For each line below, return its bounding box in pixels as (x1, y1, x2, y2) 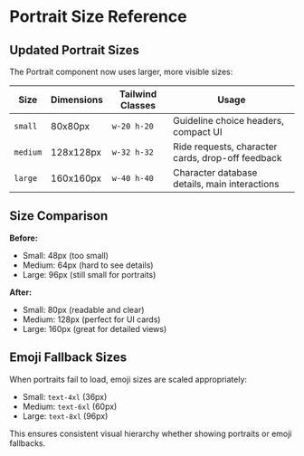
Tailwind (119, 88, 157, 100)
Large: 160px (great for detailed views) (22, 323, 167, 334)
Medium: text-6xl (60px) (22, 401, 118, 412)
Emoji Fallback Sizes (9, 350, 128, 366)
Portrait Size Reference (9, 6, 187, 27)
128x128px (51, 147, 102, 158)
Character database (173, 166, 258, 178)
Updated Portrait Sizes (9, 43, 140, 58)
